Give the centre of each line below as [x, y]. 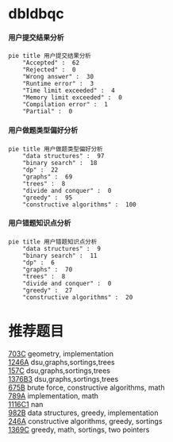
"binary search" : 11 [60, 256]
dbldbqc [37, 14]
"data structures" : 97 [63, 156]
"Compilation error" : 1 [65, 105]
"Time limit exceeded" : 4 [69, 91]
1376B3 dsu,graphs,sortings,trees [63, 379]
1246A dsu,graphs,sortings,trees [62, 362]
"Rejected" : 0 [50, 70]
